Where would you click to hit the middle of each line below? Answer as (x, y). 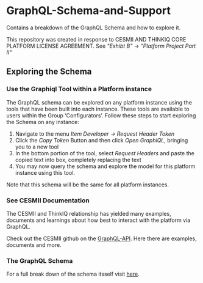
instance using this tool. (45, 172)
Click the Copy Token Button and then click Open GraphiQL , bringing (101, 140)
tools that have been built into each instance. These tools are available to (98, 109)
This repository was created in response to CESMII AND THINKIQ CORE (96, 39)
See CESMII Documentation (48, 200)
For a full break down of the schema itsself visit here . (73, 274)
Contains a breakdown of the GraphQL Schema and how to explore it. (94, 28)
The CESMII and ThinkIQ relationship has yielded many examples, (89, 213)
